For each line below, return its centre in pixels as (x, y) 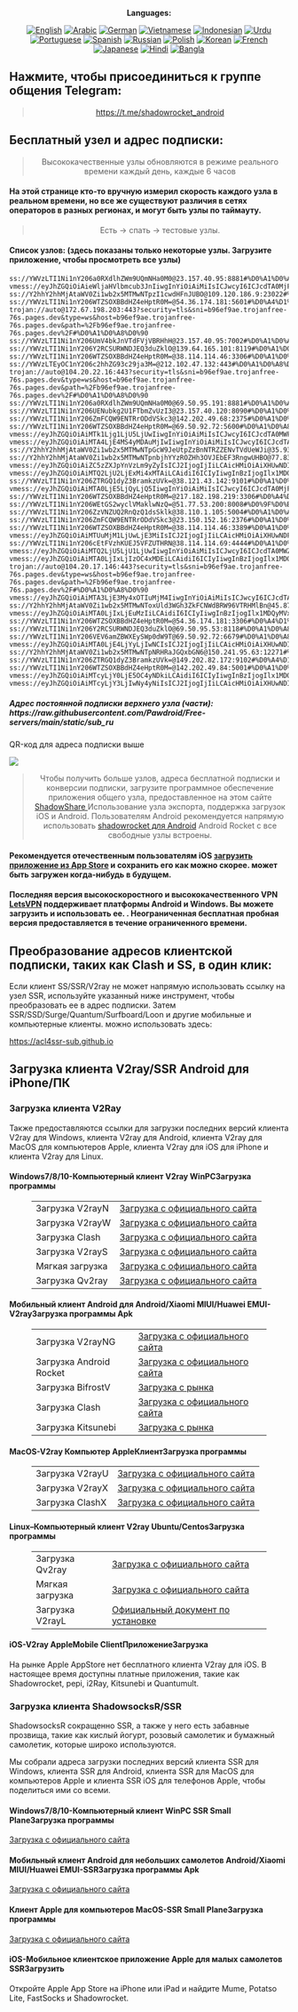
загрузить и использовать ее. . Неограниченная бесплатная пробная (144, 913)
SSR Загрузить (37, 1968)
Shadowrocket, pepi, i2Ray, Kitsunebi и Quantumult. (104, 1683)
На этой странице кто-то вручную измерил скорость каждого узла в (144, 191)
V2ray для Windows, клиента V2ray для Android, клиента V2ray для (136, 1137)
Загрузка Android (73, 1362)
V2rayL (51, 1621)
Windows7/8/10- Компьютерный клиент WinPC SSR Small (120, 1810)
